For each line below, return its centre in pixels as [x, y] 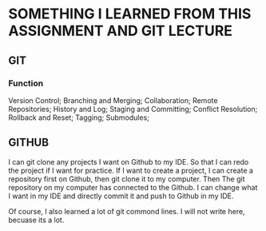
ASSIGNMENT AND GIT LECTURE [121, 31]
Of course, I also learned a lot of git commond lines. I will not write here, [127, 211]
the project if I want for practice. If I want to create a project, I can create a [131, 170]
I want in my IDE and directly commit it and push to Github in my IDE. [121, 196]
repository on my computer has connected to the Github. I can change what [133, 187]
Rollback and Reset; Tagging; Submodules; [79, 117]
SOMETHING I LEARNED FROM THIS [130, 14]
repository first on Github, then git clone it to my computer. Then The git [127, 179]
